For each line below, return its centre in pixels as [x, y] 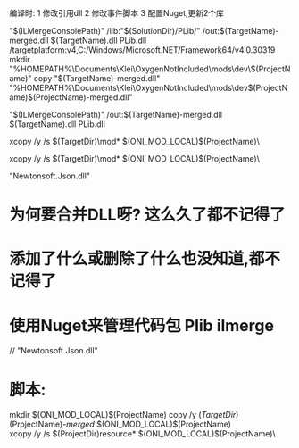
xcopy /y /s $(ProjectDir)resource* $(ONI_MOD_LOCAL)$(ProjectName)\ [142, 434]
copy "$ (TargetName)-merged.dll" [97, 78]
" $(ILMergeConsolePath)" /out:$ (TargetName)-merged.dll [116, 115]
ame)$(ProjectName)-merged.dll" [71, 97]
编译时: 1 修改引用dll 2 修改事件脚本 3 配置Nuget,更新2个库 [117, 13]
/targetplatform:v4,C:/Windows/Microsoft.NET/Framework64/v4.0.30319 [142, 50]
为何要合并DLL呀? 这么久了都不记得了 [147, 215]
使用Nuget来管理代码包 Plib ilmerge [142, 325]
